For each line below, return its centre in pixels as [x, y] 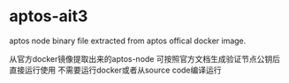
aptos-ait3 [49, 16]
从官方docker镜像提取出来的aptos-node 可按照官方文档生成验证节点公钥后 [145, 58]
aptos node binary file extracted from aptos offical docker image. [128, 41]
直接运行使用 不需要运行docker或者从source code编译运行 [116, 70]
